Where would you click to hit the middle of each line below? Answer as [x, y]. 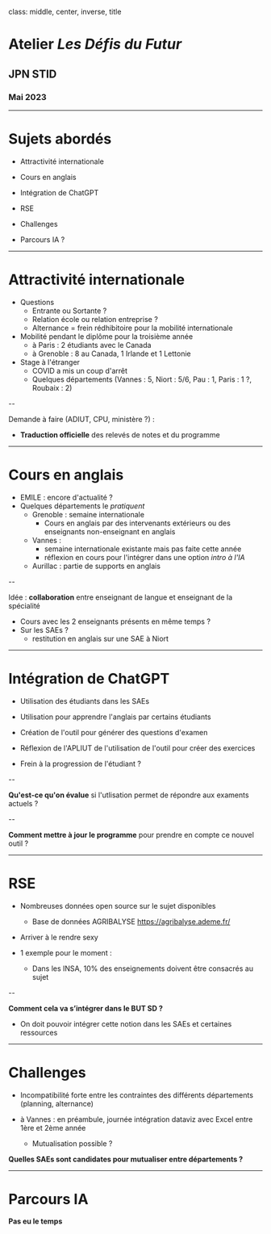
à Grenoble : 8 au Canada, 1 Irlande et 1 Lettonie [111, 353]
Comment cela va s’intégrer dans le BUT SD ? [85, 1008]
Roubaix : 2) [52, 387]
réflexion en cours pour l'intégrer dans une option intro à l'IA [145, 557]
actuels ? [23, 803]
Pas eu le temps [35, 1221]
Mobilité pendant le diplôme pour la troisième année [106, 336]
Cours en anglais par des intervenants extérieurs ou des [138, 523]
